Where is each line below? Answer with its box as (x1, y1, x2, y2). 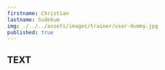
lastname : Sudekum (7, 16, 60, 23)
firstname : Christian (7, 10, 69, 17)
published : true (7, 29, 54, 36)
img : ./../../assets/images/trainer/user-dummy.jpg (7, 22, 158, 29)
